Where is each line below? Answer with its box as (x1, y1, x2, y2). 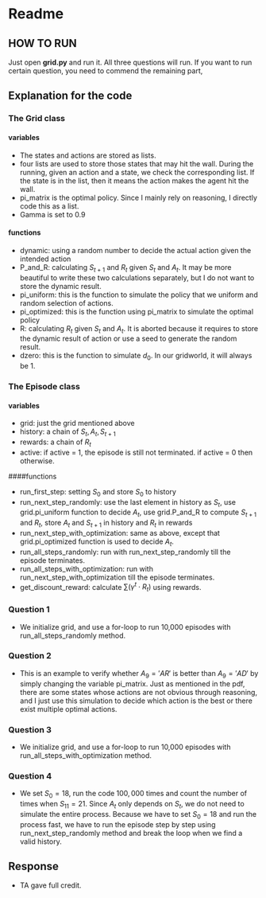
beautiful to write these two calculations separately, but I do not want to (19, 272, 255, 283)
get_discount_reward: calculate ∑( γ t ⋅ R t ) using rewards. (19, 580, 202, 594)
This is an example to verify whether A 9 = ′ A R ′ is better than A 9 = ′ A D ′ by (19, 668, 259, 680)
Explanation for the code (8, 89, 133, 103)
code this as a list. (19, 201, 79, 211)
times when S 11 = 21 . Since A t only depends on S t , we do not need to (19, 799, 245, 810)
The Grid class (8, 113, 66, 124)
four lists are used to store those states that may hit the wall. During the (19, 158, 254, 168)
